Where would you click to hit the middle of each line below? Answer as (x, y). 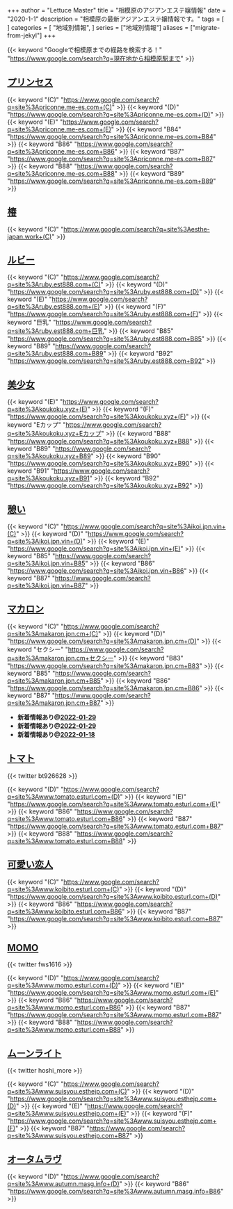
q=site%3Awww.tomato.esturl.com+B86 (65, 818)
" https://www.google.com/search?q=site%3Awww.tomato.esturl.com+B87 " (115, 826)
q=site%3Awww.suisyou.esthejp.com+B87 (69, 1136)
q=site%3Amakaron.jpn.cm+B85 (54, 681)
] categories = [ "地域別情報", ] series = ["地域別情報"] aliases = (98, 27)
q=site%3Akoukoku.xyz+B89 (49, 456)
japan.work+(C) (30, 236)
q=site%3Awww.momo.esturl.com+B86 (64, 1007)
